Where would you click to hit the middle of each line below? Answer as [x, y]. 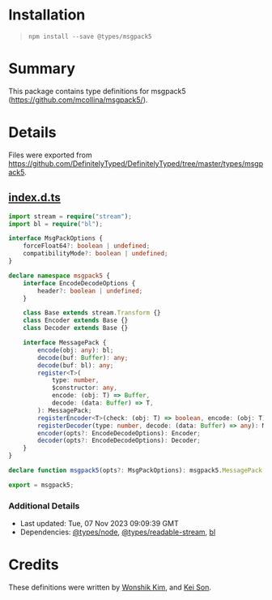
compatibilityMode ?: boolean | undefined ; [96, 254]
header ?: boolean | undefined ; [90, 291]
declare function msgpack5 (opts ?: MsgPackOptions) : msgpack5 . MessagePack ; [137, 470]
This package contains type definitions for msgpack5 [97, 91]
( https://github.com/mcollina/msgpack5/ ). [78, 100]
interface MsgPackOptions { [56, 238]
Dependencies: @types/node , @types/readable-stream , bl [118, 532]
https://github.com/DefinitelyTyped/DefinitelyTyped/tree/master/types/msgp [136, 163]
